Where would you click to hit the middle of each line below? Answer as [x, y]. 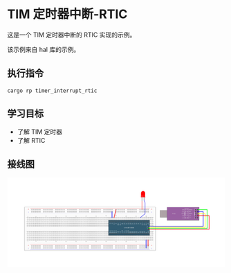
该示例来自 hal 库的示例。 [44, 49]
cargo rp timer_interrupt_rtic [52, 91]
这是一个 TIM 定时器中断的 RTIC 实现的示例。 [72, 35]
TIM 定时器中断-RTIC [67, 14]
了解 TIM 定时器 [40, 132]
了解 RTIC [31, 140]
